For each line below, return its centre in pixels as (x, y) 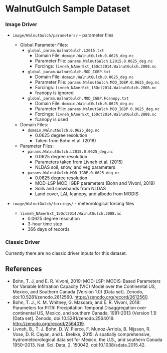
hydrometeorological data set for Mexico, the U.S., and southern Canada (87, 339)
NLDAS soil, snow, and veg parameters (75, 167)
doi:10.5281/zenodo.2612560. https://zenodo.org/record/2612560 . (80, 297)
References (24, 269)
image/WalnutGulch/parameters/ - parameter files (63, 35)
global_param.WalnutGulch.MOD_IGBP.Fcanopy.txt (78, 99)
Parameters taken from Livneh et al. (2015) (79, 162)
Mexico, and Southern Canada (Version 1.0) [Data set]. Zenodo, (78, 291)
